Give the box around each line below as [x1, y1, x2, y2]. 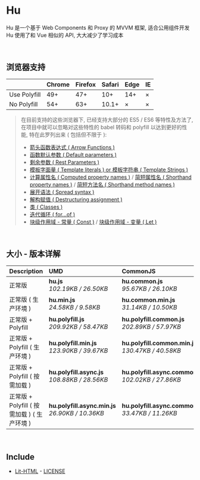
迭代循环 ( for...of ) [29, 210, 76, 218]
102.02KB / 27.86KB [121, 375, 182, 383]
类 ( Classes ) [29, 203, 63, 210]
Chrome [46, 80, 70, 88]
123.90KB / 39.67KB [48, 346, 108, 355]
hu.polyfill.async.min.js [48, 401, 116, 410]
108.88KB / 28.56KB [48, 375, 108, 383]
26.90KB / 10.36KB [48, 409, 104, 417]
